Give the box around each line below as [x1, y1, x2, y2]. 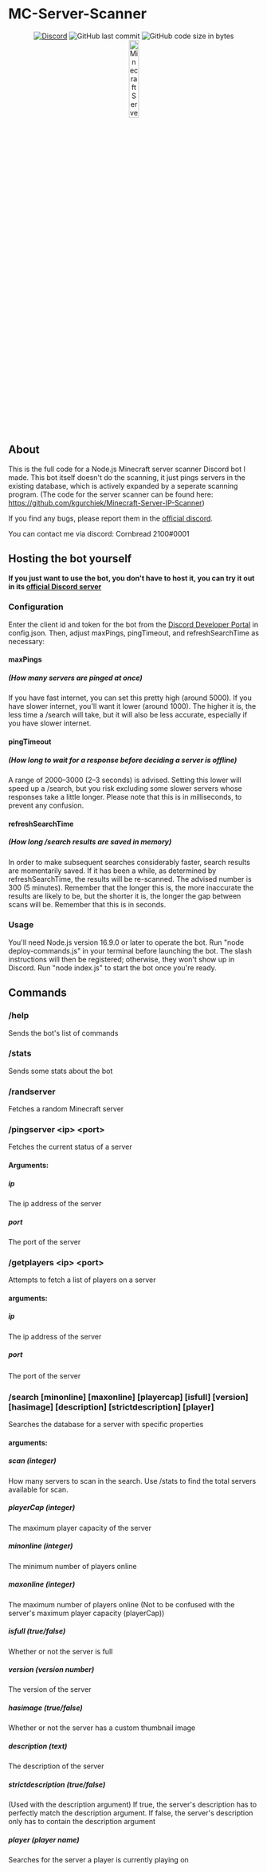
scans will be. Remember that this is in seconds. [8, 899, 167, 909]
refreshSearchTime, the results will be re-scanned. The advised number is [8, 874, 253, 883]
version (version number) [8, 1665, 95, 1674]
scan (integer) [8, 1456, 57, 1465]
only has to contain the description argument [8, 1817, 156, 1827]
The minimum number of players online [8, 1561, 137, 1571]
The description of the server [8, 1761, 105, 1771]
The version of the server [8, 1685, 92, 1694]
